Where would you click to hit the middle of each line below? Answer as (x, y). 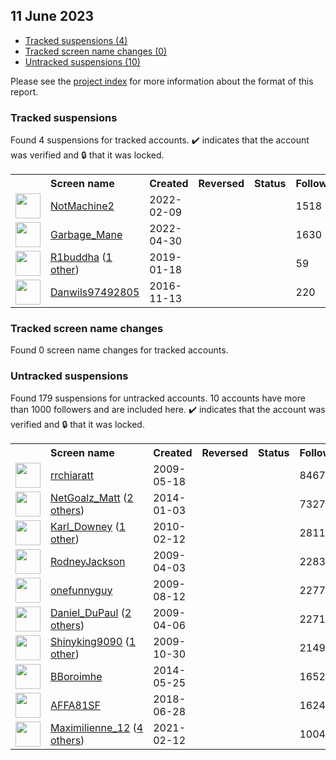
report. (24, 91)
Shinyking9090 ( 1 (93, 641)
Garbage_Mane (86, 235)
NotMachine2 (82, 206)
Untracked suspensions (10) (82, 61)
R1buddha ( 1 (81, 257)
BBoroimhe (76, 676)
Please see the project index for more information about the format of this (162, 81)
